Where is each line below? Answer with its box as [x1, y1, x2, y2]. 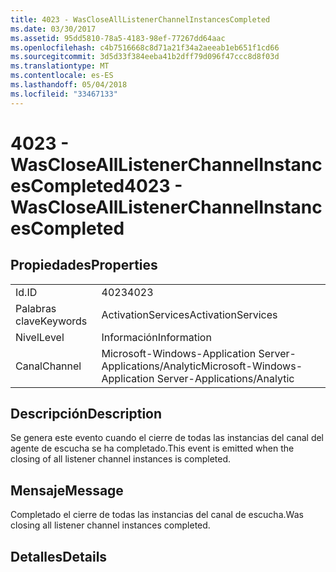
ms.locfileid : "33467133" [10, 89, 118, 99]
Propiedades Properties [10, 257, 158, 274]
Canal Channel [15, 359, 82, 373]
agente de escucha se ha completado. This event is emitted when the [10, 442, 295, 455]
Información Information [101, 330, 212, 344]
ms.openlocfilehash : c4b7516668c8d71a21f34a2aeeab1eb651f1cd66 [10, 42, 280, 53]
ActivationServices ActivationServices [101, 307, 278, 321]
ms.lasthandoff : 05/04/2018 [10, 80, 128, 90]
